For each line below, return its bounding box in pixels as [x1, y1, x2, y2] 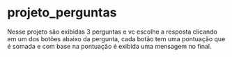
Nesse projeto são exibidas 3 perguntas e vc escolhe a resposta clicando [7, 27, 217, 36]
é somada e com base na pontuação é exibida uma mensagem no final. [7, 42, 212, 50]
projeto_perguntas [7, 5, 117, 21]
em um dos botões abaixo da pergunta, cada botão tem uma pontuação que [7, 34, 226, 43]
